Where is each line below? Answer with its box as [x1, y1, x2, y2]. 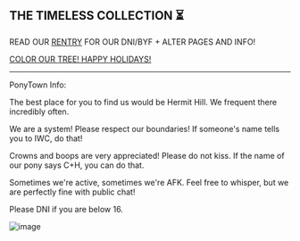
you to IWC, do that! [9, 133, 83, 144]
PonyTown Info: [9, 79, 67, 90]
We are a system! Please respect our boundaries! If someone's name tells [9, 123, 279, 134]
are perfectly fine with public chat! [9, 187, 136, 197]
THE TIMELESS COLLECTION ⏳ [9, 8, 185, 23]
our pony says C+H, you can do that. [9, 160, 145, 170]
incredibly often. [9, 106, 70, 117]
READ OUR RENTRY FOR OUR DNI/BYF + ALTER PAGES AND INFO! [9, 36, 256, 47]
